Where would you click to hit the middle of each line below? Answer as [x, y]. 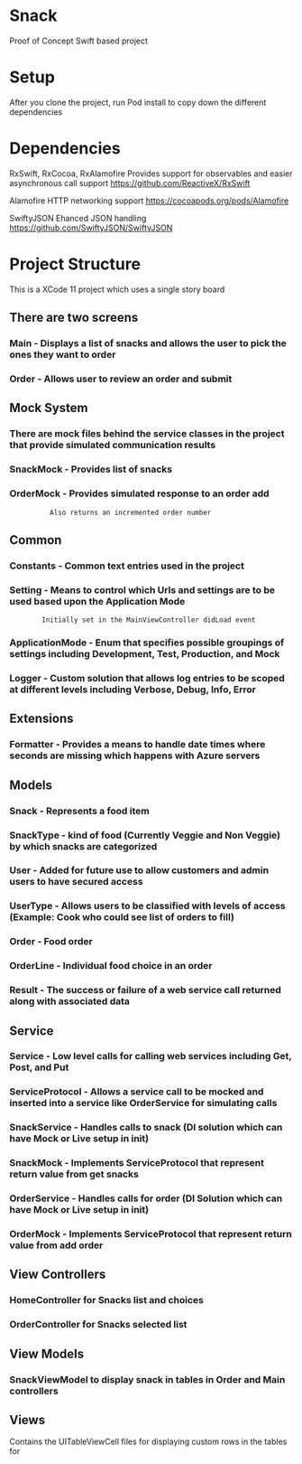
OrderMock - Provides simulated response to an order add [139, 493]
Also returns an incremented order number [130, 512]
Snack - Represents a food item [80, 811]
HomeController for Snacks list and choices [107, 1300]
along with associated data [70, 1001]
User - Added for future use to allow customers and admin [139, 870]
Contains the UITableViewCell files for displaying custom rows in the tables [148, 1441]
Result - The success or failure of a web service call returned [146, 990]
